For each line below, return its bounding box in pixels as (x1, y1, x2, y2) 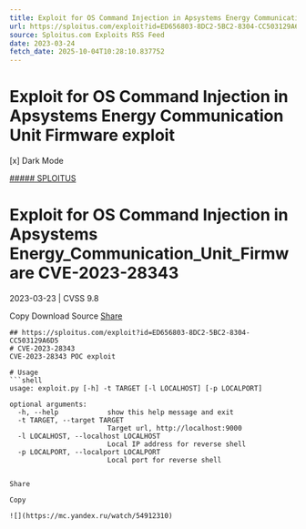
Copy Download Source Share (9, 310, 123, 321)
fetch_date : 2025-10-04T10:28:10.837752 (9, 47, 166, 56)
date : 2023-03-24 (9, 38, 76, 48)
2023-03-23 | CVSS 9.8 (9, 293, 99, 303)
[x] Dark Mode (9, 156, 64, 167)
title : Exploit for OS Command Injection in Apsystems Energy (9, 13, 250, 23)
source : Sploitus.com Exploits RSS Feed (9, 30, 166, 39)
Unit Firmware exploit (9, 125, 176, 146)
